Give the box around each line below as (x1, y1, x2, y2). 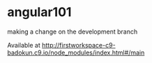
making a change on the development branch (7, 27, 138, 36)
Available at (7, 41, 40, 49)
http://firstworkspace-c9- (41, 41, 116, 49)
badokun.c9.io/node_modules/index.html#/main (7, 48, 145, 57)
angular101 (7, 4, 72, 20)
